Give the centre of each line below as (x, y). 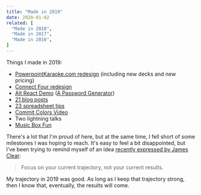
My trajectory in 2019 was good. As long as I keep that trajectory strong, (95, 179)
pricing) (25, 80)
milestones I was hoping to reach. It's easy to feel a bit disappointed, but (96, 143)
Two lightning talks (38, 118)
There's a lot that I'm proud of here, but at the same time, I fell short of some (101, 136)
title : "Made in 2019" (34, 12)
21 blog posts (31, 99)
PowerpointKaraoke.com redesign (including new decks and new (95, 74)
